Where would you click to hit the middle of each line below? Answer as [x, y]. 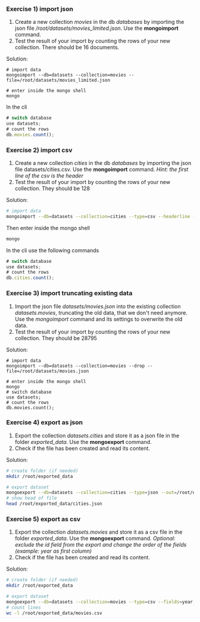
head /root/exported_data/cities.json [54, 504]
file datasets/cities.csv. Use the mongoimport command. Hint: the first [101, 170]
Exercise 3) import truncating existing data [69, 293]
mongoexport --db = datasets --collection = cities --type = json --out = [92, 493]
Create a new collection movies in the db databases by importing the [99, 22]
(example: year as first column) [53, 551]
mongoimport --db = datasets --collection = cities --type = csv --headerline [98, 216]
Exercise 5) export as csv [43, 519]
